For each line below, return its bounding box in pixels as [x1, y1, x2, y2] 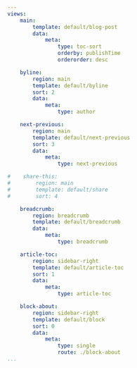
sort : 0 [32, 322, 55, 330]
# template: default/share [7, 186, 109, 193]
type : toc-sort [57, 43, 102, 50]
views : [7, 10, 27, 18]
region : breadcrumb [32, 212, 90, 219]
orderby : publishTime [57, 50, 121, 57]
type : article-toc [57, 290, 112, 298]
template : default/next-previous [32, 134, 131, 141]
